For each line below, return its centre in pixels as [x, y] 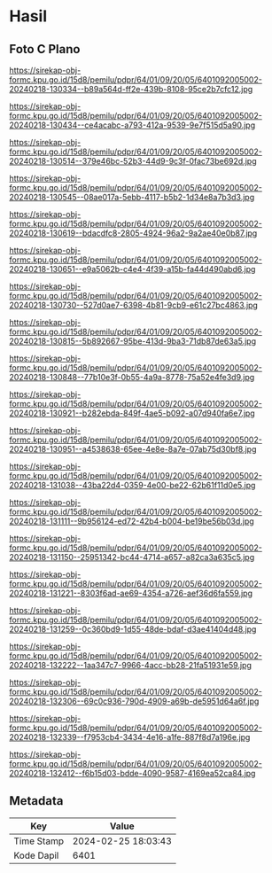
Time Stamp [39, 841]
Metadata [36, 801]
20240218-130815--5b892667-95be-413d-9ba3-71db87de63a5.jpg [133, 341]
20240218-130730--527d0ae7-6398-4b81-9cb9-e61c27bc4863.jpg [134, 305]
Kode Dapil [36, 855]
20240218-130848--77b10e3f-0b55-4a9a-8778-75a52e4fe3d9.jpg [132, 377]
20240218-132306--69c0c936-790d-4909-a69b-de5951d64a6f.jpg [134, 701]
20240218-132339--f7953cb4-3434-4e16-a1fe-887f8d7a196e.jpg [130, 737]
